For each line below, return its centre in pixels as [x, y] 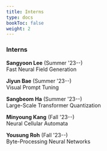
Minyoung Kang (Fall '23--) [40, 117]
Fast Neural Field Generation [41, 69]
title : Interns [25, 12]
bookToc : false [25, 23]
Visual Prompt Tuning [33, 87]
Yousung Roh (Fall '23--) [37, 135]
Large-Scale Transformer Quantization [54, 105]
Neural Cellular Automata [37, 123]
